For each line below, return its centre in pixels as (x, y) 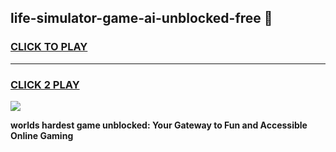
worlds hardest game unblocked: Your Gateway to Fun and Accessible (159, 125)
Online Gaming (42, 135)
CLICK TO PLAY (49, 47)
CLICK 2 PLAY (45, 84)
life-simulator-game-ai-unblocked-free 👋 (141, 18)
